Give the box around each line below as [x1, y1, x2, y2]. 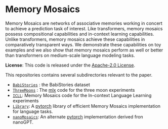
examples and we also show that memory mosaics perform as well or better [5, 47, 163, 53]
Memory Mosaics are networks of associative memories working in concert [5, 20, 163, 26]
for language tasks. [12, 108, 53, 114]
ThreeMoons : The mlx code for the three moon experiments [12, 87, 135, 93]
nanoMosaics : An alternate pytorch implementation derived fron [12, 113, 143, 119]
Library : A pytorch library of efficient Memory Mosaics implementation [12, 103, 161, 109]
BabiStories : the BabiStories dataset [12, 82, 90, 88]
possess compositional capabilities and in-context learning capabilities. [5, 31, 154, 37]
